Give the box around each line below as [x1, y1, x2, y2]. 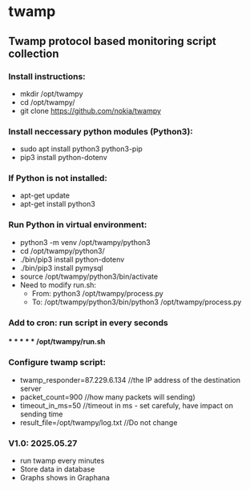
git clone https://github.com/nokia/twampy [19, 106, 162, 115]
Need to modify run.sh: [19, 279, 97, 290]
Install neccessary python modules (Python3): [8, 126, 194, 137]
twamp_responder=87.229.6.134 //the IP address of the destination [19, 375, 240, 384]
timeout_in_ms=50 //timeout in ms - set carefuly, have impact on [19, 400, 234, 410]
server [19, 384, 42, 393]
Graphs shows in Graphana [19, 472, 111, 482]
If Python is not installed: [8, 173, 108, 184]
